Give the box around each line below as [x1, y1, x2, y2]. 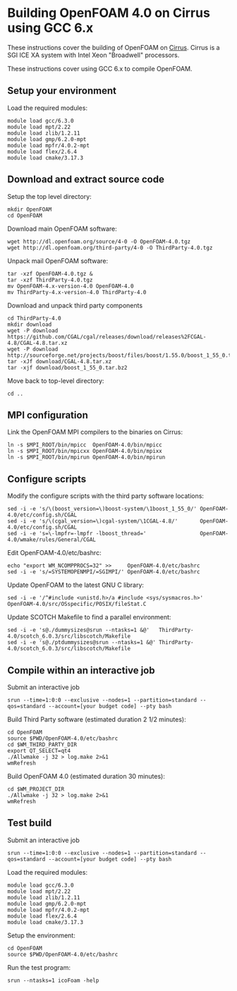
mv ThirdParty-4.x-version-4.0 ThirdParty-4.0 [7, 288, 147, 296]
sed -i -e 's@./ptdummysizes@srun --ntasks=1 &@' [7, 639, 157, 646]
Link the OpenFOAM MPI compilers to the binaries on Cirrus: [7, 428, 183, 437]
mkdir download [7, 321, 52, 328]
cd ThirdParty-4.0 [7, 315, 61, 322]
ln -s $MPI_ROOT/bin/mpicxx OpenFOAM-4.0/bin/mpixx [7, 448, 162, 455]
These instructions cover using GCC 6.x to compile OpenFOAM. [7, 64, 193, 73]
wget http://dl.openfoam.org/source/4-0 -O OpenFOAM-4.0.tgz [7, 238, 191, 245]
